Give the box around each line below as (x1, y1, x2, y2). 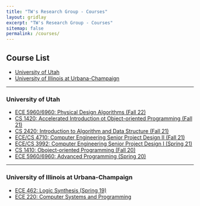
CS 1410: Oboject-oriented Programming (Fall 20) (14, 147, 136, 154)
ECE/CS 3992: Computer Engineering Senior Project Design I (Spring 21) (14, 140, 192, 147)
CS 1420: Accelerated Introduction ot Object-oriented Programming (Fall (14, 115, 192, 122)
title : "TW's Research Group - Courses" (6, 8, 108, 15)
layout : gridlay (6, 14, 46, 20)
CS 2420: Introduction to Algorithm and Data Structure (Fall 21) (14, 128, 169, 135)
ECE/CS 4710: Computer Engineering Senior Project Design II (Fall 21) (14, 134, 186, 141)
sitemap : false (6, 25, 44, 31)
